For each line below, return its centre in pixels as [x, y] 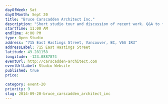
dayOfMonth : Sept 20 [27, 15]
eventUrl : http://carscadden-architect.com [51, 61]
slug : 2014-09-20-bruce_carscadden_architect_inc [58, 93]
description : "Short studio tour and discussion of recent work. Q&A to [82, 24]
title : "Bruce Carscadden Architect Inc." [50, 19]
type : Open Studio [24, 38]
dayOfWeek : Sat [21, 10]
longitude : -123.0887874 [31, 57]
